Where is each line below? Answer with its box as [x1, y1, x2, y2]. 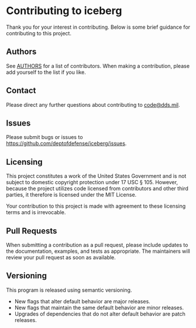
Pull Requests [6, 226, 57, 236]
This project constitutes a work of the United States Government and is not [6, 173, 187, 180]
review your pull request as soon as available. [6, 254, 116, 261]
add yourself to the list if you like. [6, 69, 87, 76]
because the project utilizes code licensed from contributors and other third [6, 185, 189, 192]
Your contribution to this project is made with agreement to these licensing [6, 202, 186, 209]
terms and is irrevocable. [6, 209, 66, 216]
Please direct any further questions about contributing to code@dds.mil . [6, 101, 180, 108]
